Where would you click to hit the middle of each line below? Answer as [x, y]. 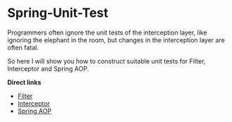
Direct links [24, 82]
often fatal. [23, 47]
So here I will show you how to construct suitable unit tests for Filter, [106, 61]
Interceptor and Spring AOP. [48, 68]
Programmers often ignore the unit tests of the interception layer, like [107, 32]
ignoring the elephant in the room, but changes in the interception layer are [116, 39]
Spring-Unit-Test [58, 13]
